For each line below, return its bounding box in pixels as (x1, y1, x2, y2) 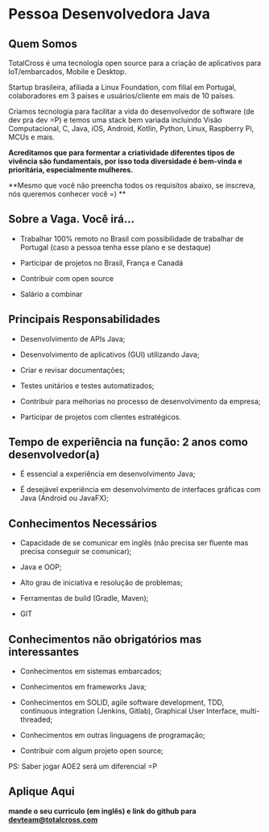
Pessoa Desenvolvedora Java (8, 5, 211, 23)
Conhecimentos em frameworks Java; (19, 682, 147, 692)
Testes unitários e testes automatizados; (19, 380, 155, 391)
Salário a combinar (19, 289, 83, 299)
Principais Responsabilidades (8, 313, 161, 326)
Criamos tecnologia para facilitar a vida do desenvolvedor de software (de (8, 106, 255, 116)
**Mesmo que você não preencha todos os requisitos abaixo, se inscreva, (8, 180, 256, 190)
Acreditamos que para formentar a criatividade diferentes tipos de (8, 148, 235, 157)
